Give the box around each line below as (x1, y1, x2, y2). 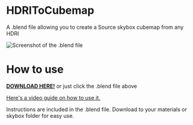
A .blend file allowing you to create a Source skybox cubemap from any (6, 23, 184, 31)
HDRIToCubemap (6, 4, 95, 17)
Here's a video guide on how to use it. (6, 94, 101, 101)
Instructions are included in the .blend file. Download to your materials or (6, 106, 187, 113)
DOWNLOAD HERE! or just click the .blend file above (6, 82, 138, 90)
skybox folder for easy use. (6, 112, 74, 119)
